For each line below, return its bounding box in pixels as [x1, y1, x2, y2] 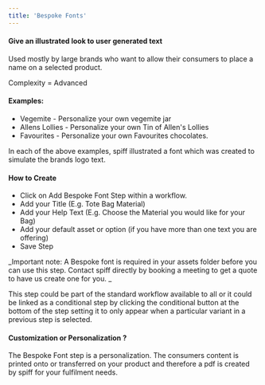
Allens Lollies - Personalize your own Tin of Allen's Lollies [19, 123, 209, 132]
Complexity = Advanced [8, 77, 88, 88]
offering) [19, 233, 49, 243]
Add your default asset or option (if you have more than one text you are [19, 225, 257, 234]
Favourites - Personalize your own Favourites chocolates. [19, 131, 208, 140]
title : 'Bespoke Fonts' [8, 11, 88, 20]
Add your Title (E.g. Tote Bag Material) [19, 199, 146, 209]
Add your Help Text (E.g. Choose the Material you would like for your [19, 208, 245, 218]
